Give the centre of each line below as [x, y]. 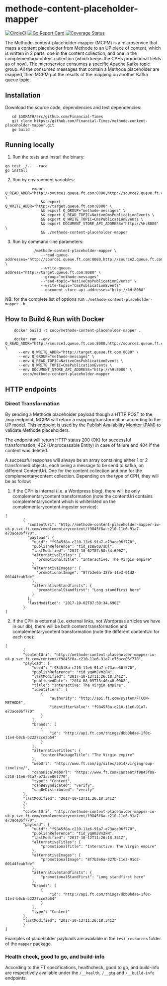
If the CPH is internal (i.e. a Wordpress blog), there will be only [76, 491]
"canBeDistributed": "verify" [63, 790]
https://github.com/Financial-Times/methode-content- [91, 121]
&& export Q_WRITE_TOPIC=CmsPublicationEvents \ [92, 219]
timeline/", [17, 768]
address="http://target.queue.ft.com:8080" [51, 272]
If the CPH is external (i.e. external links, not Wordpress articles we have [86, 621]
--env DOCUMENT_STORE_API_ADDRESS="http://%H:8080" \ [75, 370]
